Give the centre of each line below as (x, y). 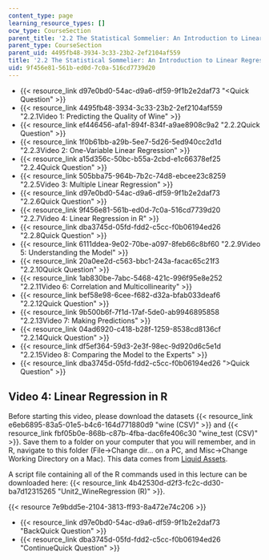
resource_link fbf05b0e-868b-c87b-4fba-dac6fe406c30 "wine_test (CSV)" (133, 433)
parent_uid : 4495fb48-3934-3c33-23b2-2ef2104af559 (94, 53)
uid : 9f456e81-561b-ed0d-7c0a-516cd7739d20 (82, 68)
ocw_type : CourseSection (50, 30)
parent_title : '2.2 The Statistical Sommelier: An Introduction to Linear (136, 38)
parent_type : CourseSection (55, 46)
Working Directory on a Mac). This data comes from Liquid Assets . (118, 458)
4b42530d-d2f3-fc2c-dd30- (176, 482)
